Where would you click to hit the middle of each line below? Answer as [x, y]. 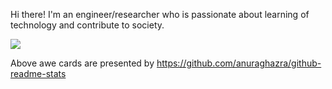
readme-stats [38, 73]
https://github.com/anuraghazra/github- [239, 63]
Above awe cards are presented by [82, 63]
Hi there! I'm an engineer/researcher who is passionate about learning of [160, 14]
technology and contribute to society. [87, 25]
